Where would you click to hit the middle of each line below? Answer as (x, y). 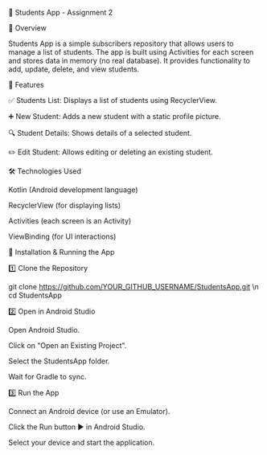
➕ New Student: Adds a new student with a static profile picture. (115, 116)
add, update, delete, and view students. (74, 69)
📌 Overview (27, 28)
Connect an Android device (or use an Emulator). (89, 411)
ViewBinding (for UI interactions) (62, 236)
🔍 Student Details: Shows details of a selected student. (100, 133)
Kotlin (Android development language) (73, 190)
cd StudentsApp (35, 295)
